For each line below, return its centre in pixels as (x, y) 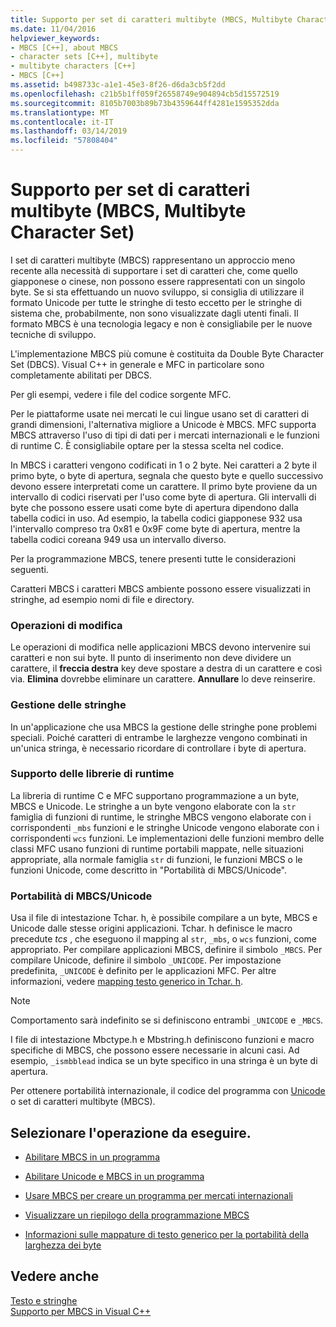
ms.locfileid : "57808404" (64, 141)
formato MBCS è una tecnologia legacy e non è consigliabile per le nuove (161, 323)
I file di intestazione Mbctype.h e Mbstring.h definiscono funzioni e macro (162, 1040)
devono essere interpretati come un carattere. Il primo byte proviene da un (164, 486)
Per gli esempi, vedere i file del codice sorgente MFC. (121, 394)
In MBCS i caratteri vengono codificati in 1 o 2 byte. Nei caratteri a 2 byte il (163, 465)
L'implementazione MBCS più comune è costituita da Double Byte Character (167, 353)
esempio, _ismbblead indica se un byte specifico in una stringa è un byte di (164, 1061)
